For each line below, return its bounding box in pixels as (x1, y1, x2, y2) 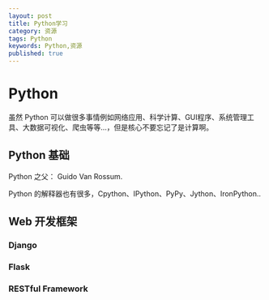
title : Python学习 (8, 19, 68, 28)
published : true (8, 49, 63, 58)
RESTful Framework (8, 283, 88, 294)
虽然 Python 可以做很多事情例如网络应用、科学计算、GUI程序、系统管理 (8, 112, 248, 122)
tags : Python (8, 34, 53, 43)
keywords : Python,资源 (8, 42, 83, 50)
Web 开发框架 (8, 215, 78, 229)
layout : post (8, 11, 53, 20)
